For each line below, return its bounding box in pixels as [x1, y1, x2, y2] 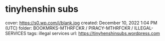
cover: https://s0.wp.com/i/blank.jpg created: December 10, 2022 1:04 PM [5, 20, 158, 26]
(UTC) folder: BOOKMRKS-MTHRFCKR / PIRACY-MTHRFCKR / [5, 25, 134, 31]
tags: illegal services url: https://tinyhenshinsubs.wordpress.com [27, 30, 161, 36]
